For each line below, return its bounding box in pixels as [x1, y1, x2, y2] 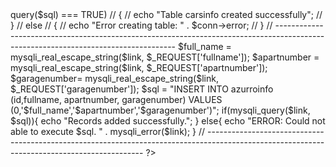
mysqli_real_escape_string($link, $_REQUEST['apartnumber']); [10, 62, 268, 73]
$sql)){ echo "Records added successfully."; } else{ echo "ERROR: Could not [10, 115, 326, 127]
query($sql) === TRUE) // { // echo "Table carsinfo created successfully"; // [10, 9, 323, 20]
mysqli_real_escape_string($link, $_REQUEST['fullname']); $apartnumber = [10, 51, 320, 63]
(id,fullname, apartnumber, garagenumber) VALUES [10, 94, 223, 105]
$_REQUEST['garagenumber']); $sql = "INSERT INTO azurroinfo [10, 83, 274, 95]
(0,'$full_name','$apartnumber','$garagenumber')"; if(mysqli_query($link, [10, 104, 311, 116]
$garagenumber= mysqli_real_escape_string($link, [10, 73, 219, 84]
